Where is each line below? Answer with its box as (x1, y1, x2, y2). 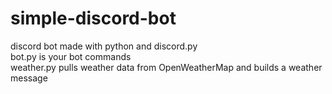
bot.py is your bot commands (10, 50, 132, 62)
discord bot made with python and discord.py (10, 40, 198, 52)
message (10, 72, 48, 84)
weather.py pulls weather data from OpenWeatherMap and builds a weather (10, 61, 323, 73)
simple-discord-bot (10, 7, 177, 30)
